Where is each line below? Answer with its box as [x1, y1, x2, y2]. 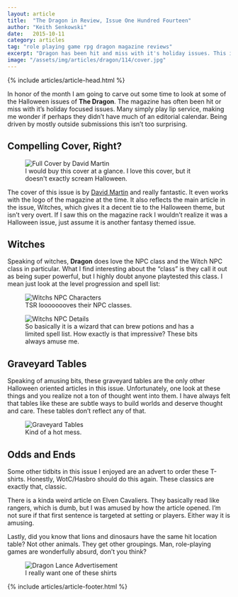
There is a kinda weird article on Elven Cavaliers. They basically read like [7, 496, 220, 504]
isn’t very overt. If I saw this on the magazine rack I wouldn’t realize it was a [7, 210, 228, 219]
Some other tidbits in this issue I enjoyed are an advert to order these [7, 467, 209, 475]
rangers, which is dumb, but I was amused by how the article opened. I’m [7, 504, 221, 512]
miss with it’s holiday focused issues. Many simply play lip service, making [7, 104, 225, 113]
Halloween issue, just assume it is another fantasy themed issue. [7, 217, 196, 227]
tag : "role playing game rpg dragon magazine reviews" [7, 43, 173, 50]
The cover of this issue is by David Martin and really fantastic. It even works [7, 188, 229, 196]
